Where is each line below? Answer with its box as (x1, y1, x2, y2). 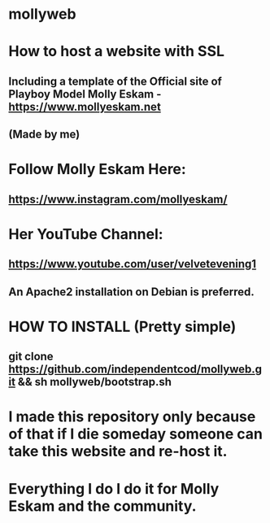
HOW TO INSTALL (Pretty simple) (8, 317, 237, 336)
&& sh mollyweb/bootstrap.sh (17, 375, 172, 389)
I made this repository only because (8, 408, 256, 426)
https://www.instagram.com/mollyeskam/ (8, 192, 228, 206)
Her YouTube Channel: (8, 224, 164, 243)
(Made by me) (8, 128, 81, 142)
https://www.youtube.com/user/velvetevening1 (8, 257, 257, 271)
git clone (8, 350, 54, 364)
